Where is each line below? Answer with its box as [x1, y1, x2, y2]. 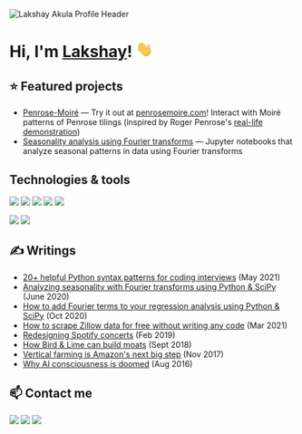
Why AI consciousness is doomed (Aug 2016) [22, 358, 193, 369]
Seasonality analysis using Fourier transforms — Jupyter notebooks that [22, 136, 293, 147]
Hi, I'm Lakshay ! [9, 42, 133, 63]
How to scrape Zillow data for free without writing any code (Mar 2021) [22, 320, 288, 331]
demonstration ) [22, 127, 81, 138]
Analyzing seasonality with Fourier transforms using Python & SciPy [22, 281, 277, 292]
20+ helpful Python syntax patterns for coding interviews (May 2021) [22, 272, 281, 283]
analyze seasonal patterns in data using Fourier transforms [22, 146, 243, 157]
